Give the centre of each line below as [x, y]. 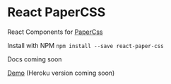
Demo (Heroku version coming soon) [61, 73]
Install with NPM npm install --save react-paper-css [85, 45]
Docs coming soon [35, 59]
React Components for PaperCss [55, 32]
